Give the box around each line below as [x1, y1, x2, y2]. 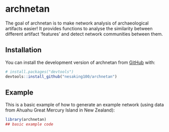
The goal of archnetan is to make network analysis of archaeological [5, 20, 149, 26]
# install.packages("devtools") [5, 69, 74, 74]
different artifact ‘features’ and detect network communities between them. [5, 31, 163, 37]
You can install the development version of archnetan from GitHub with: [5, 59, 155, 65]
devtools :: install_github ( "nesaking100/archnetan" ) [5, 74, 117, 79]
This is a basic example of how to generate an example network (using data [5, 102, 164, 108]
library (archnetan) [5, 117, 47, 122]
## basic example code [5, 122, 53, 127]
